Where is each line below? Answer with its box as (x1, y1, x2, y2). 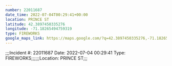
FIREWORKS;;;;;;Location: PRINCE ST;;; (5, 55, 88, 61)
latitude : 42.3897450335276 (5, 21, 66, 27)
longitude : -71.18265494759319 (5, 26, 72, 31)
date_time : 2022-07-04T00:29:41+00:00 (5, 12, 88, 17)
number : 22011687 (5, 7, 42, 13)
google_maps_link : (5, 36, 45, 41)
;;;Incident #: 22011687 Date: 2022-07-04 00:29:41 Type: (5, 49, 126, 56)
